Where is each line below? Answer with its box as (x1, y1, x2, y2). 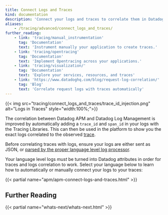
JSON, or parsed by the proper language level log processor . (5, 146, 131, 152)
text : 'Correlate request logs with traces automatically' (18, 86, 144, 92)
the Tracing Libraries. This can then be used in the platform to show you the (5, 126, 161, 132)
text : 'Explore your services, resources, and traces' (18, 73, 135, 78)
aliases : (5, 21, 23, 27)
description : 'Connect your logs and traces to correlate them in (5, 17, 146, 22)
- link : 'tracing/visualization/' (14, 63, 86, 68)
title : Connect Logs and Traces (5, 7, 72, 13)
